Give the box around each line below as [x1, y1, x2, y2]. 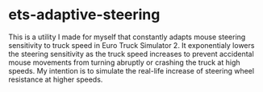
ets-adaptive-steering [8, 6, 161, 24]
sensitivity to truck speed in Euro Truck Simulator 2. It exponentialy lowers [8, 40, 255, 50]
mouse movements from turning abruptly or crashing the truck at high [8, 58, 240, 67]
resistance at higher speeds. [8, 74, 103, 84]
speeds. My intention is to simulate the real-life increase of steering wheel [8, 66, 255, 75]
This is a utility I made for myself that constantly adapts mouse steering [8, 32, 246, 42]
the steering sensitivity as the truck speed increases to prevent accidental [8, 49, 254, 58]
